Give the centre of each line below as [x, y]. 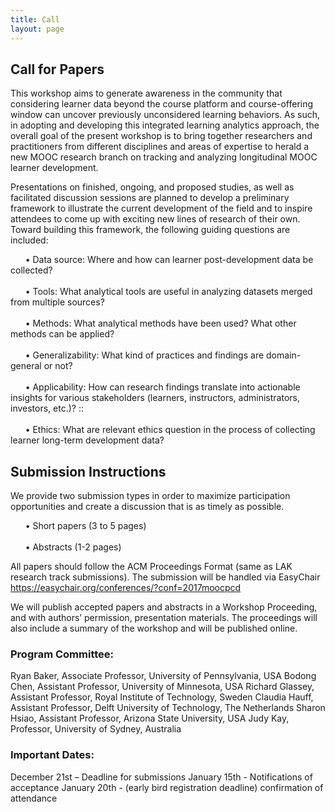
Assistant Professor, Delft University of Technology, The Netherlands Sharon [168, 708]
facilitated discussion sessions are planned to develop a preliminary [150, 198]
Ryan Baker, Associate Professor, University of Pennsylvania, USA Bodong [163, 676]
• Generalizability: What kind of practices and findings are [144, 355]
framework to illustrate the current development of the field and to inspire [161, 208]
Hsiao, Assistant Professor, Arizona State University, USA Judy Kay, [150, 718]
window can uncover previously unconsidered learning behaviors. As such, [165, 115]
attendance [34, 798]
